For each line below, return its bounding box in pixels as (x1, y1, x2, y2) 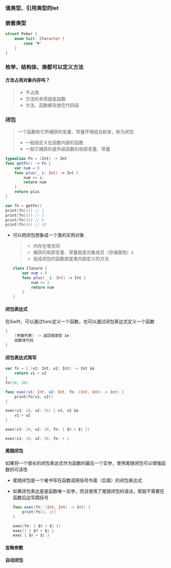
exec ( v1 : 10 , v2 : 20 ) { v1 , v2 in (5, 408, 79, 413)
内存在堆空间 (33, 243, 60, 249)
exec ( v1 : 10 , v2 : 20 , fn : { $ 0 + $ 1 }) (5, 427, 90, 432)
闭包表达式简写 (5, 354, 37, 360)
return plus (14, 189, 40, 194)
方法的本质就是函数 (25, 95, 66, 102)
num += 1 (31, 280, 50, 285)
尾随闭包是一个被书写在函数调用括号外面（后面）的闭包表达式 (12, 477, 142, 483)
